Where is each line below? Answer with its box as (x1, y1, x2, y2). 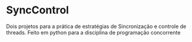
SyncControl (6, 3, 69, 17)
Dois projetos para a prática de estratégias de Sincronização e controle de (6, 23, 187, 30)
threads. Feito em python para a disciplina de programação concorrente (6, 29, 181, 36)
